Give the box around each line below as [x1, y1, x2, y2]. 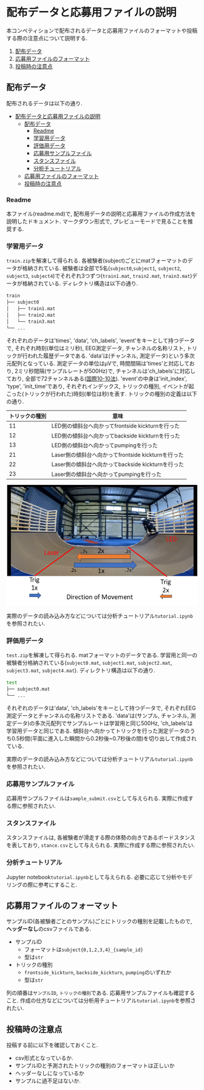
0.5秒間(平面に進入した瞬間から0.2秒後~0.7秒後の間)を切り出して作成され [11, 735, 197, 742]
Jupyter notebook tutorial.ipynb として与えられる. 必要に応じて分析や [6, 873, 182, 880]
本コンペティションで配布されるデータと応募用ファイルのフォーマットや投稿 [6, 27, 198, 34]
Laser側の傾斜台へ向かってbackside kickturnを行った [51, 461, 184, 468]
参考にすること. [38, 881, 78, 888]
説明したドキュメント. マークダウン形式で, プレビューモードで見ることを [6, 218, 188, 225]
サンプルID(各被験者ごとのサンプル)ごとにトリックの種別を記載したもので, [6, 918, 192, 925]
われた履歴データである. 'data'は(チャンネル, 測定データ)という [27, 352, 185, 359]
